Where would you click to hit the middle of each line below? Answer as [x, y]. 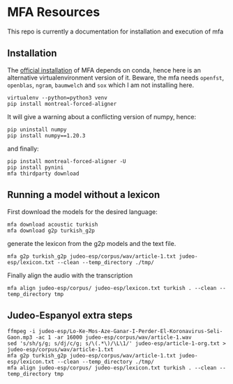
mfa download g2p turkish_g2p [51, 231]
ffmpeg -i [22, 332]
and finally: [23, 148]
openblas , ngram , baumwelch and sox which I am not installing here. [100, 85]
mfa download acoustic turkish [53, 224]
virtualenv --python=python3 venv [58, 98]
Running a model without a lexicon [84, 195]
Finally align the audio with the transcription [70, 275]
